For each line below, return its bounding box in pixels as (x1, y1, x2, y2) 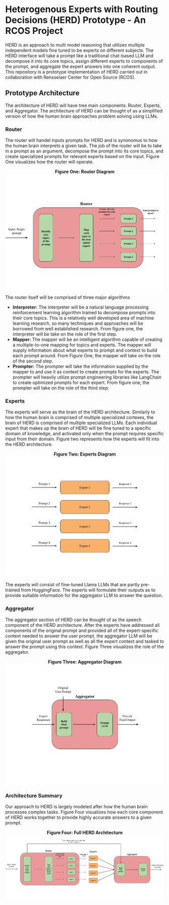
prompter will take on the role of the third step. (12, 385, 109, 391)
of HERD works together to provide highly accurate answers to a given (5, 814, 152, 820)
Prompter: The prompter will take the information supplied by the (12, 363, 149, 369)
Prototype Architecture (5, 89, 80, 97)
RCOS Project (5, 25, 63, 36)
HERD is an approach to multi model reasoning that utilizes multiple (5, 42, 145, 48)
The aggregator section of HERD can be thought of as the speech (5, 617, 142, 623)
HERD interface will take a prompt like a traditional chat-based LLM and (5, 52, 154, 59)
